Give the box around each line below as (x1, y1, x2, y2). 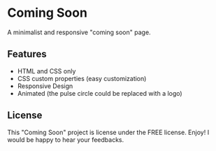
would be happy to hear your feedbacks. (7, 135, 124, 144)
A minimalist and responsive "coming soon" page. (7, 28, 152, 36)
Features (7, 48, 47, 60)
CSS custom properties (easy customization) (17, 74, 147, 82)
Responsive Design (17, 82, 73, 90)
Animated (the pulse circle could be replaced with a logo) (17, 89, 183, 97)
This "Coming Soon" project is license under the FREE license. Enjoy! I (7, 128, 210, 136)
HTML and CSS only (17, 66, 76, 75)
